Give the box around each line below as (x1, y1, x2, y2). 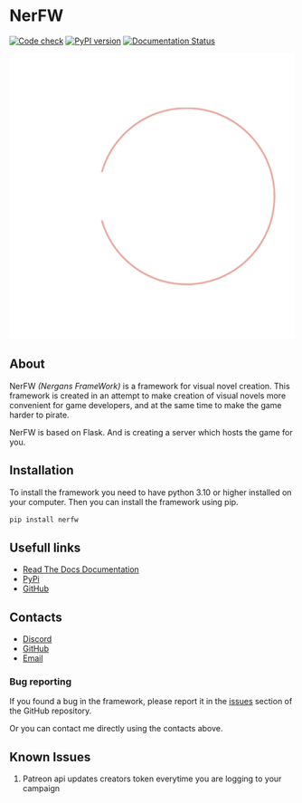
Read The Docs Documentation (22, 564, 140, 575)
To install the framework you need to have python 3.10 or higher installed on (9, 486, 292, 498)
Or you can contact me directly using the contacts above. (9, 723, 223, 734)
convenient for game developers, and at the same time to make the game (9, 399, 282, 410)
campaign (22, 783, 61, 794)
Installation (9, 463, 74, 478)
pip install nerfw (9, 515, 79, 524)
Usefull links (9, 540, 81, 555)
